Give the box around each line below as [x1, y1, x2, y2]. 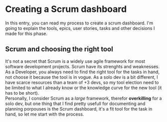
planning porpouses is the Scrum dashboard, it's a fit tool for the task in [5, 106, 153, 112]
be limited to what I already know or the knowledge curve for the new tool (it [5, 85, 162, 91]
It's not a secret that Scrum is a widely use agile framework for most [5, 58, 146, 64]
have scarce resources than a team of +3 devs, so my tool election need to [5, 79, 159, 85]
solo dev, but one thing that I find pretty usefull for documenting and [5, 101, 146, 107]
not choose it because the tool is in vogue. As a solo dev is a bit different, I [5, 74, 158, 80]
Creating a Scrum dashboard [5, 3, 127, 15]
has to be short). [5, 90, 39, 96]
